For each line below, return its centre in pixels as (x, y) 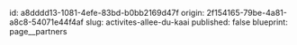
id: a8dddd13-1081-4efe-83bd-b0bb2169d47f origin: (107, 13)
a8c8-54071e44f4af (46, 22)
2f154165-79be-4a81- (247, 13)
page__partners (38, 31)
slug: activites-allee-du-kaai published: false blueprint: (186, 22)
